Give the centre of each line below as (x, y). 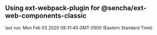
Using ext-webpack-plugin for (53, 8)
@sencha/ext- (124, 8)
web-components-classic (46, 16)
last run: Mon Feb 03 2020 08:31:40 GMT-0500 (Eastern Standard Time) (79, 28)
